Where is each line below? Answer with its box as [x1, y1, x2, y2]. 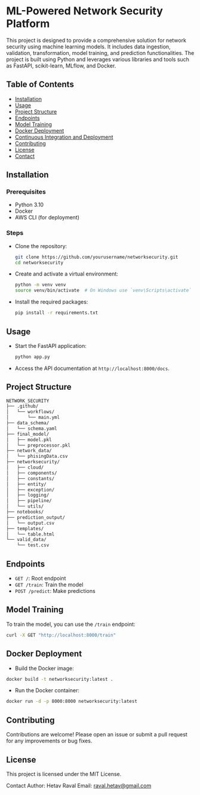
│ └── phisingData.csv [6, 453, 68, 460]
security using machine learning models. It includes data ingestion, [6, 43, 171, 50]
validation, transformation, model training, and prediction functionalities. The [6, 49, 195, 56]
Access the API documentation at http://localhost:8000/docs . [14, 365, 170, 372]
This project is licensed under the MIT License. [6, 770, 122, 778]
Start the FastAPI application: [14, 342, 87, 349]
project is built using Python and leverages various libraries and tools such [6, 56, 190, 63]
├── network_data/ [6, 448, 52, 454]
